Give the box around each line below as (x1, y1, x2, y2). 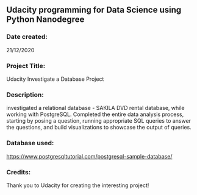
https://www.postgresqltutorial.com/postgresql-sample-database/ (6, 152, 173, 160)
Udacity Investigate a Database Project (6, 75, 104, 83)
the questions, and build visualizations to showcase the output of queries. (6, 124, 192, 131)
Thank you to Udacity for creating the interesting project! (6, 182, 149, 189)
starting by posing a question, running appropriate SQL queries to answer (6, 117, 191, 125)
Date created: (6, 33, 48, 41)
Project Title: (6, 61, 46, 70)
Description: (6, 91, 44, 99)
